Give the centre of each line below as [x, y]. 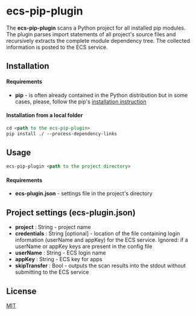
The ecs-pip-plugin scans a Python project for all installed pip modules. [96, 28]
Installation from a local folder [45, 115]
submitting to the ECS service [52, 272]
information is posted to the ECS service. [57, 47]
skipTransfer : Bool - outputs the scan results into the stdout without [100, 266]
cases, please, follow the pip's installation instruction [81, 102]
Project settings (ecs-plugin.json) [71, 213]
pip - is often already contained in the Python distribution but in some [101, 95]
